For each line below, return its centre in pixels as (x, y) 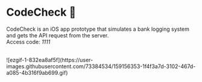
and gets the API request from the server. (58, 35)
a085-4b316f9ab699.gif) (37, 72)
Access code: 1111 (28, 42)
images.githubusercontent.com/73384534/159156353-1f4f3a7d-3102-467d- (101, 66)
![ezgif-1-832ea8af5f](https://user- (50, 60)
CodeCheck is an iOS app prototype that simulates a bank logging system (98, 29)
